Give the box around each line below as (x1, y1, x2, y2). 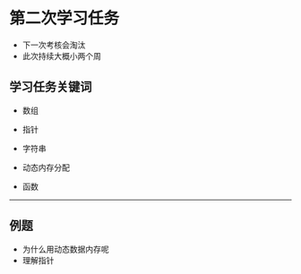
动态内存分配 (21, 162, 70, 173)
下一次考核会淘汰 (21, 39, 86, 50)
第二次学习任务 (9, 8, 120, 29)
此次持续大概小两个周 (21, 50, 101, 61)
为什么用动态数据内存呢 (21, 244, 109, 254)
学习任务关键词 (9, 80, 92, 95)
